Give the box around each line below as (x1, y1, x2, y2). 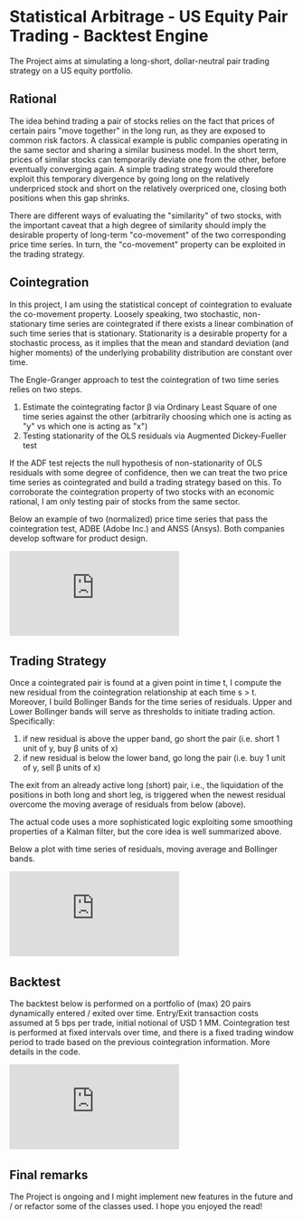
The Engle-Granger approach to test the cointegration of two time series (9, 374, 279, 385)
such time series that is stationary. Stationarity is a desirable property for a (9, 328, 288, 339)
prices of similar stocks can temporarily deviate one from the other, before (9, 154, 287, 165)
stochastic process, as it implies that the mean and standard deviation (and (9, 337, 289, 348)
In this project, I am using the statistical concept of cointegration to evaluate (9, 299, 292, 310)
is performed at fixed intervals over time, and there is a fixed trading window (9, 1027, 294, 1038)
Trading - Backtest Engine (9, 25, 209, 46)
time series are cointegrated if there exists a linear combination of (48, 318, 294, 329)
